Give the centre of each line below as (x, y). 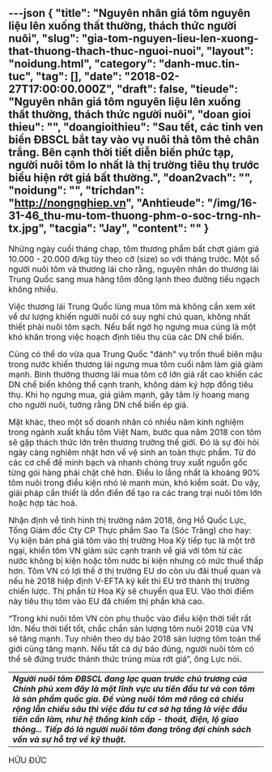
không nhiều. (33, 289)
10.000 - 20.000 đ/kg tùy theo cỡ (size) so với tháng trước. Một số (134, 258)
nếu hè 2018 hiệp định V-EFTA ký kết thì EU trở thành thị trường (129, 581)
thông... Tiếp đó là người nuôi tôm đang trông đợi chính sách (132, 729)
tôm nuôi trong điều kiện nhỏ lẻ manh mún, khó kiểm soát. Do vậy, (134, 483)
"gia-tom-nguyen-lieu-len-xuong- (170, 38)
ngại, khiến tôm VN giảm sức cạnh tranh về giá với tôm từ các (125, 550)
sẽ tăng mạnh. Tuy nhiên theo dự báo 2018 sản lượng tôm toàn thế (135, 638)
